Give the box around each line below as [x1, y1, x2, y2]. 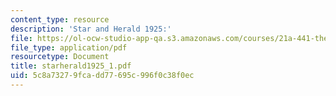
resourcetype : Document [10, 52, 110, 62]
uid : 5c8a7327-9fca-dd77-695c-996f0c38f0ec [10, 71, 195, 81]
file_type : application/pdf [10, 42, 128, 53]
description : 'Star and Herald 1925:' [10, 24, 172, 34]
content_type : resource [10, 14, 110, 25]
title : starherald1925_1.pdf [10, 61, 132, 71]
